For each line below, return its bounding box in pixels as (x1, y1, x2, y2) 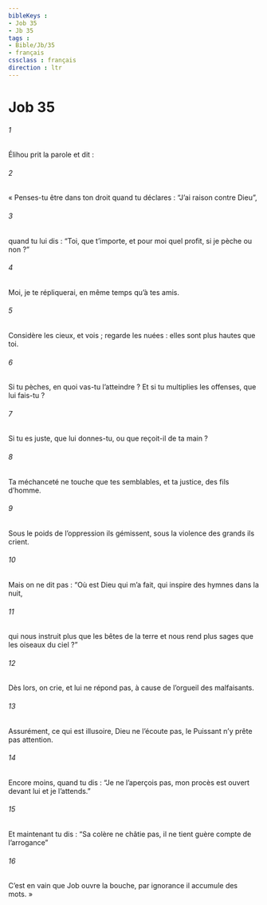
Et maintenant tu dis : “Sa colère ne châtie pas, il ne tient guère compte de (8, 829, 252, 839)
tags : (8, 34, 30, 42)
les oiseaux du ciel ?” (8, 640, 78, 650)
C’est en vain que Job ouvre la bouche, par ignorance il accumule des (8, 881, 238, 891)
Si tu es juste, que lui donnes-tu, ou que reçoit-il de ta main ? (8, 433, 209, 444)
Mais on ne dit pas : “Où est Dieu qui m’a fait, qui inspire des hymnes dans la (8, 580, 259, 589)
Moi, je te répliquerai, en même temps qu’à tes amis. (8, 287, 179, 297)
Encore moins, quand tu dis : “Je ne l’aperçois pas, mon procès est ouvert (8, 777, 249, 787)
